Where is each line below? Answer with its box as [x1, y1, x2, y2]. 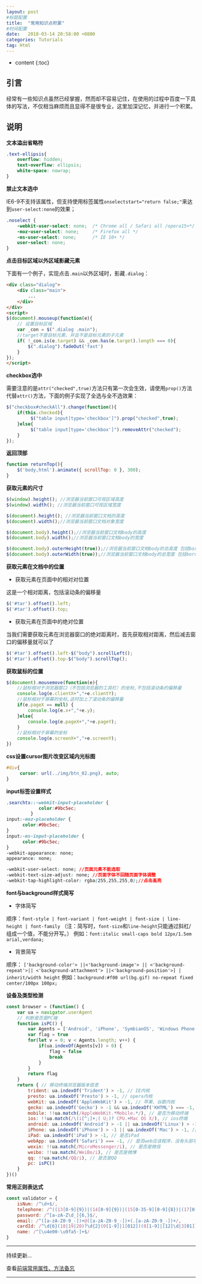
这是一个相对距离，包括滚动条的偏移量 [6, 588, 101, 596]
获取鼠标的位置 [6, 667, 43, 675]
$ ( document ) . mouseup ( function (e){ [6, 316, 93, 322]
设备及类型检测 [6, 991, 43, 999]
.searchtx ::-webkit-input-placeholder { [6, 799, 109, 806]
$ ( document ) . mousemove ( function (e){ [6, 679, 98, 685]
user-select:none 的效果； [11, 205, 76, 213]
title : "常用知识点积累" [6, 20, 65, 26]
